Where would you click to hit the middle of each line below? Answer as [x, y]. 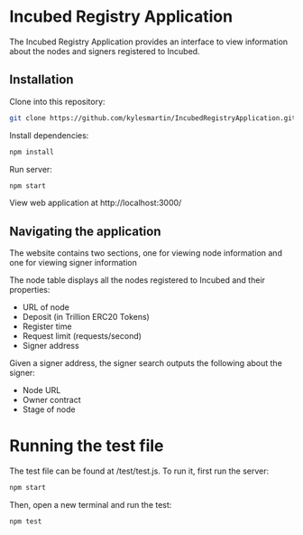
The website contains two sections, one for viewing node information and [146, 253]
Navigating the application [85, 231]
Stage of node [49, 409]
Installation [41, 80]
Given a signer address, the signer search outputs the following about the [146, 363]
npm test [26, 521]
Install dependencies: [49, 135]
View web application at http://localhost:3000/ [96, 203]
